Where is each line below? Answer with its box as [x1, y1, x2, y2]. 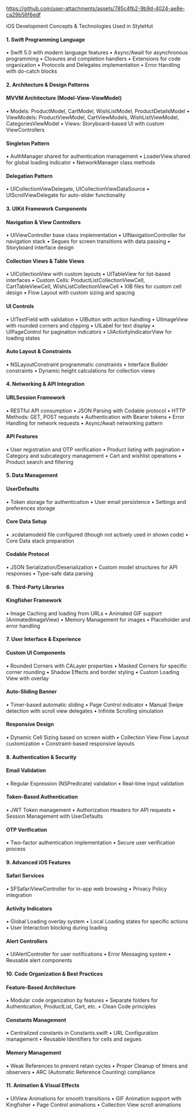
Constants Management [6, 1016, 66, 1023]
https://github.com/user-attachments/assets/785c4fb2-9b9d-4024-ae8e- [6, 5, 185, 12]
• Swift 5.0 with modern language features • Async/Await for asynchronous [6, 49, 188, 56]
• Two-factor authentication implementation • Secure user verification [6, 839, 176, 846]
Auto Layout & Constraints [6, 348, 72, 355]
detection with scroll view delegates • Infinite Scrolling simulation [6, 707, 164, 715]
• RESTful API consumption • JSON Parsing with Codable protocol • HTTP [6, 407, 186, 414]
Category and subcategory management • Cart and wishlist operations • [6, 452, 181, 459]
